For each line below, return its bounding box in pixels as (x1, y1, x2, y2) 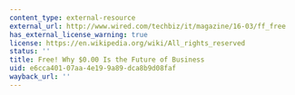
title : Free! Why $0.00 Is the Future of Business (9, 55, 205, 64)
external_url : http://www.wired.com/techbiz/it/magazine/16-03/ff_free (9, 22, 286, 31)
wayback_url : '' (9, 72, 71, 81)
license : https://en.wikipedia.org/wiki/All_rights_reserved (9, 38, 246, 48)
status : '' (9, 47, 51, 56)
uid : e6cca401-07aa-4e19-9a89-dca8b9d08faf (9, 64, 177, 73)
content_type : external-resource (9, 13, 136, 23)
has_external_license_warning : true (9, 30, 148, 39)
